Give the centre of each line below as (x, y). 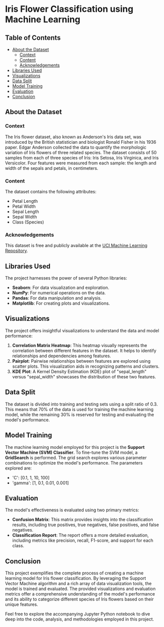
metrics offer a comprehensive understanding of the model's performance (80, 594)
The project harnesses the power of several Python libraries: (66, 278)
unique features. (22, 604)
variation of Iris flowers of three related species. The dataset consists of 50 (81, 152)
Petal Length (25, 201)
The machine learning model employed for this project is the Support (75, 447)
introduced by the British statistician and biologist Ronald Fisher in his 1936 (81, 142)
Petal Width (24, 206)
